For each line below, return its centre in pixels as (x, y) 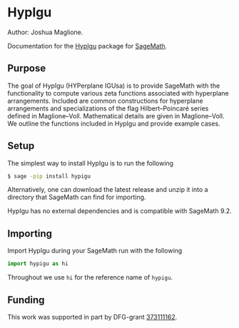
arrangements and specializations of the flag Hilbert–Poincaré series (108, 108)
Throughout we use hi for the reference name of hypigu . (90, 277)
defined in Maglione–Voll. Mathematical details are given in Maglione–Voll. (116, 116)
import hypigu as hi (38, 264)
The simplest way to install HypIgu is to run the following (90, 163)
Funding (26, 300)
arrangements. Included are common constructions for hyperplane (105, 101)
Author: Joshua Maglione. (45, 32)
